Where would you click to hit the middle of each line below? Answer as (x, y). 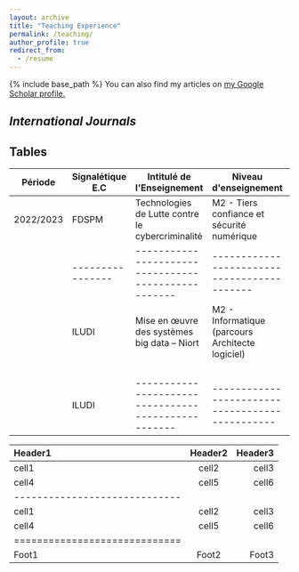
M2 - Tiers (235, 203)
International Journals (73, 121)
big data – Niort (167, 343)
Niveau (247, 177)
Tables (28, 152)
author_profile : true (49, 42)
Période (39, 182)
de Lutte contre (167, 214)
